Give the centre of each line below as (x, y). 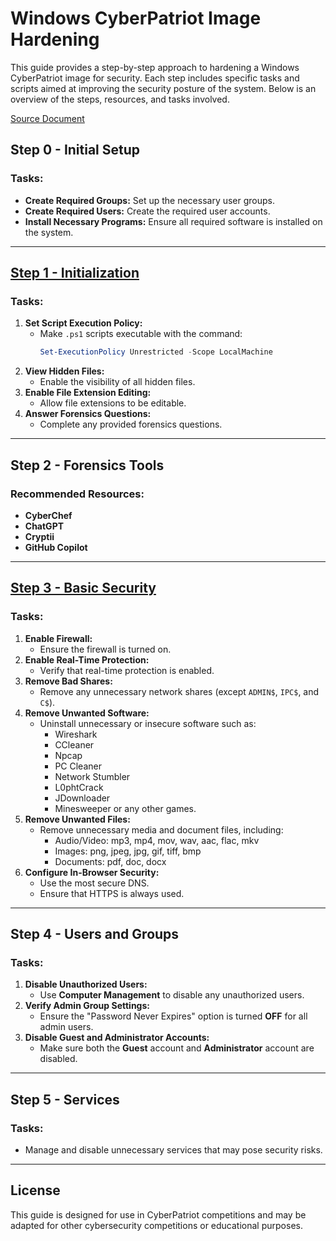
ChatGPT (44, 526)
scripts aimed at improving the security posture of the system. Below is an (163, 88)
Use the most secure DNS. (94, 883)
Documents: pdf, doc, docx (110, 861)
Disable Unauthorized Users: (86, 984)
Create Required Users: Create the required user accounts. (147, 211)
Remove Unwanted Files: (77, 819)
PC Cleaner (78, 766)
